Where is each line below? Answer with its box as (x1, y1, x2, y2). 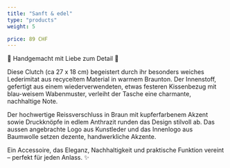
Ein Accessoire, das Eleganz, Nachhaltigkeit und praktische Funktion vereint (7, 146, 224, 154)
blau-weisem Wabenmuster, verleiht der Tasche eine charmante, (7, 90, 192, 98)
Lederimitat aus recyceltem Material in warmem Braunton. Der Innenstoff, (7, 75, 217, 84)
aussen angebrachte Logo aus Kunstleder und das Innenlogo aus (7, 125, 193, 133)
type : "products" (7, 17, 57, 24)
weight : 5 (7, 23, 36, 30)
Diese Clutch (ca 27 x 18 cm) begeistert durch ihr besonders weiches (7, 68, 204, 76)
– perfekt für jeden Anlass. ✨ (7, 153, 89, 162)
